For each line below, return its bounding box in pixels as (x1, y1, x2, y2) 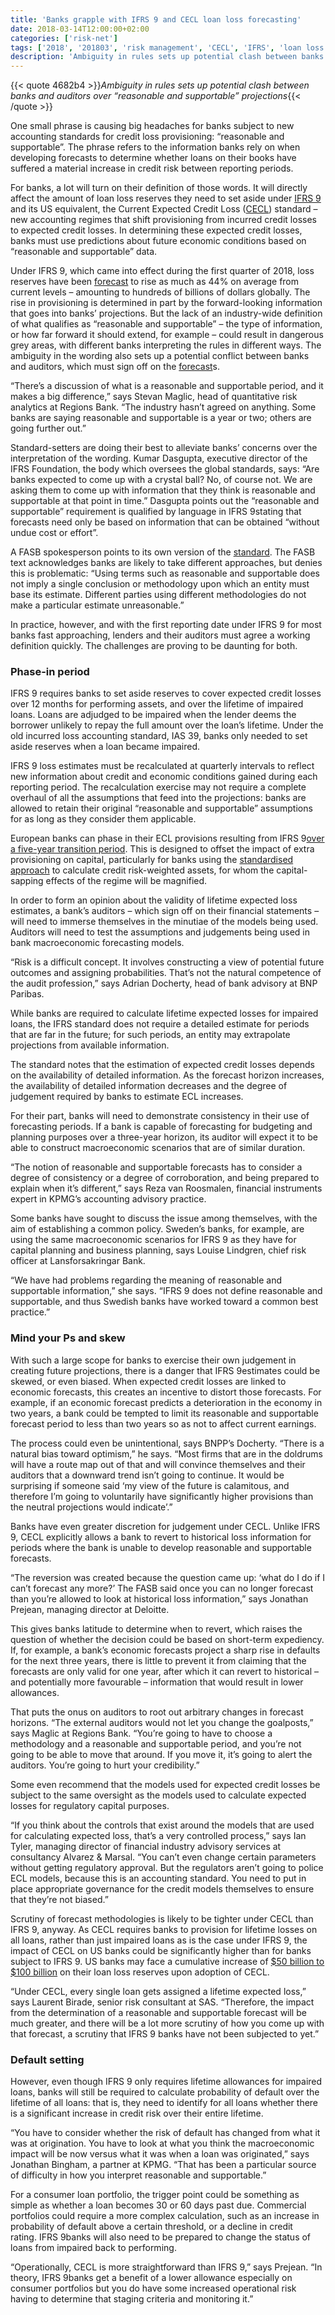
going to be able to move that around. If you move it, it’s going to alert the (10, 1748, 313, 1760)
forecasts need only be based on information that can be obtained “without (10, 516, 320, 528)
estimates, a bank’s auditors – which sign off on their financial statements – (10, 905, 320, 917)
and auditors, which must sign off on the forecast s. (10, 361, 220, 373)
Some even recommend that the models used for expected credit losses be (10, 1778, 321, 1790)
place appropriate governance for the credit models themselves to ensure (10, 1882, 315, 1895)
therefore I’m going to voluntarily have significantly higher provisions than (10, 1490, 314, 1502)
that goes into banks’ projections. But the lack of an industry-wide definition (10, 307, 323, 320)
